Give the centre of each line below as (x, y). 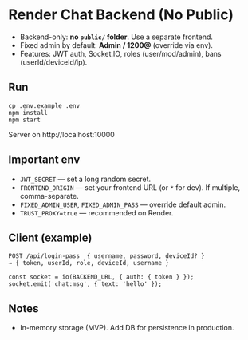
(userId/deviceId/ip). (53, 62)
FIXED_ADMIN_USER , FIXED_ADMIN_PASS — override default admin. (122, 204)
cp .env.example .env (44, 105)
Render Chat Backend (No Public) (121, 15)
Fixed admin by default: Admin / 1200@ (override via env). (116, 45)
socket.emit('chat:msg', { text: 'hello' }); (85, 284)
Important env (44, 160)
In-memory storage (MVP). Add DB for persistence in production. (127, 328)
